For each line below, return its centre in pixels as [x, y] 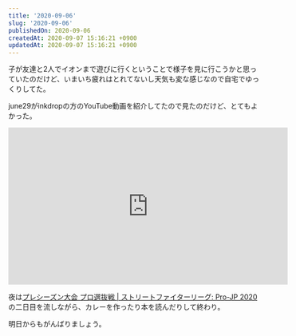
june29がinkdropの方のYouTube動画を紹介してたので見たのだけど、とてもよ [133, 106]
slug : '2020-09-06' [41, 23]
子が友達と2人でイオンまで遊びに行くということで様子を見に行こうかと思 [129, 69]
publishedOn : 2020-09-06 [49, 30]
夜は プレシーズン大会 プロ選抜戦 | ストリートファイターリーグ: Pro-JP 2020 [133, 297]
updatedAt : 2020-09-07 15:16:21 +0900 [73, 45]
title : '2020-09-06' [43, 16]
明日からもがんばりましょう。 [57, 324]
